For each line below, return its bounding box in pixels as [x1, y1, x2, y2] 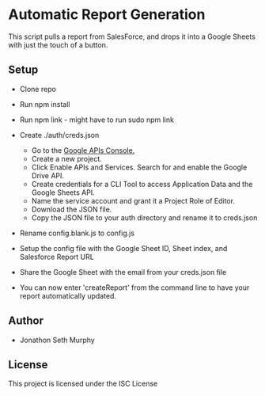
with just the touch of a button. [8, 40, 108, 49]
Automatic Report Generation [8, 6, 206, 24]
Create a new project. [31, 154, 103, 163]
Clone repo [19, 84, 57, 93]
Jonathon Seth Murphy [19, 335, 95, 345]
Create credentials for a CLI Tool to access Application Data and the [31, 179, 253, 188]
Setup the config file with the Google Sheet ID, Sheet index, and [19, 243, 228, 253]
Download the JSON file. [31, 204, 112, 214]
